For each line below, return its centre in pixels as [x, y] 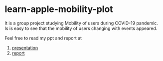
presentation [25, 47]
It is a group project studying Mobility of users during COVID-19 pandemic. [81, 23]
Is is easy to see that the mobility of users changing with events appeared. [81, 28]
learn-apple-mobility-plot [59, 9]
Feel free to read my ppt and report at [43, 38]
